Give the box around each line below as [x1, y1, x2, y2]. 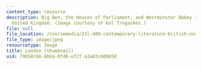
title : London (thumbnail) [6, 48, 74, 54]
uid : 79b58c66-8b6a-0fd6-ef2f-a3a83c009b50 [6, 53, 117, 59]
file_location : [6, 31, 44, 37]
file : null [6, 25, 34, 32]
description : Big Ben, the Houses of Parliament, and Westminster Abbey [6, 14, 192, 20]
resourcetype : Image [6, 43, 58, 49]
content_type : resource [6, 8, 66, 15]
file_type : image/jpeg [6, 37, 63, 43]
